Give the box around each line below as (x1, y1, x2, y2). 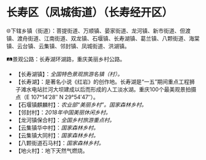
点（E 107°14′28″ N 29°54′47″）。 (15, 93, 99, 101)
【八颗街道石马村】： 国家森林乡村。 (15, 139, 104, 147)
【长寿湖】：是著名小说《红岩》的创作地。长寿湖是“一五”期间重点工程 (15, 78, 190, 85)
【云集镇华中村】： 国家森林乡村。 (15, 124, 99, 131)
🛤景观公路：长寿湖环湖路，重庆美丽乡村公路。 (6, 55, 126, 63)
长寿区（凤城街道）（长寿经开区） (6, 6, 174, 20)
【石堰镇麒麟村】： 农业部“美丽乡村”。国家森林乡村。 (15, 101, 147, 108)
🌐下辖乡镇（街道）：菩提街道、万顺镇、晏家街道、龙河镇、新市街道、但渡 (6, 27, 191, 34)
